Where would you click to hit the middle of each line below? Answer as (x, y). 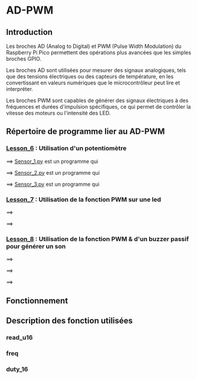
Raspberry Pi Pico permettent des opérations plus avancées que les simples (99, 53)
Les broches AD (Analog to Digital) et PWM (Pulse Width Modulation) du (94, 46)
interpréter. (20, 89)
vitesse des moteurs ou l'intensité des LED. (58, 113)
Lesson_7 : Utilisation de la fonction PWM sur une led (83, 200)
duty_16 (17, 369)
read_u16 (19, 337)
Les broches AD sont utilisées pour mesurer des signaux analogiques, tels (96, 70)
